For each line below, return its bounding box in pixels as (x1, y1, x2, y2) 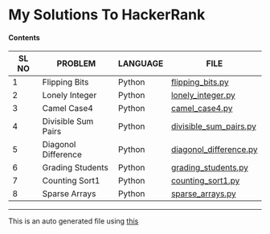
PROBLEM (56, 58, 96, 69)
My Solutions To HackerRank (8, 6, 206, 24)
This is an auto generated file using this (8, 216, 139, 226)
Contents (8, 32, 40, 42)
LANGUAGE (117, 58, 164, 69)
